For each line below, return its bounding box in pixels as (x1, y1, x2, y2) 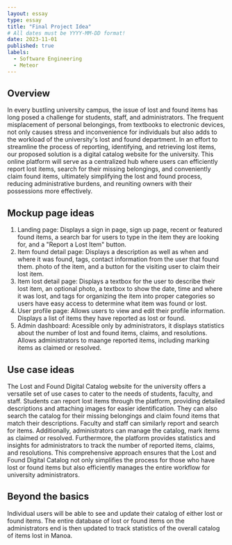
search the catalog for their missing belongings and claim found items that (7, 412, 220, 420)
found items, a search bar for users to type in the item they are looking (17, 233, 219, 242)
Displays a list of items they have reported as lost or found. (17, 314, 186, 323)
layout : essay (7, 10, 49, 17)
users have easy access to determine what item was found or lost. (17, 299, 208, 308)
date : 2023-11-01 (7, 36, 58, 43)
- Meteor (13, 62, 39, 69)
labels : (7, 49, 30, 56)
